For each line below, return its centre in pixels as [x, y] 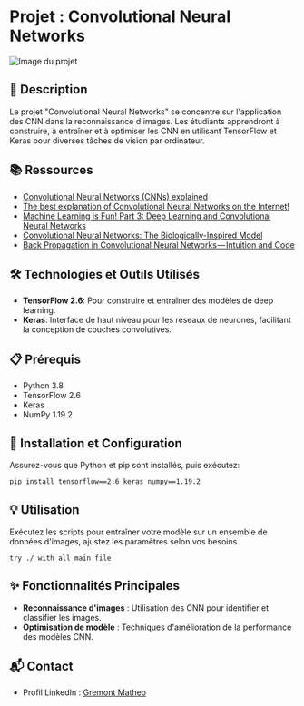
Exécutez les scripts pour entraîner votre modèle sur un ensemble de [138, 532]
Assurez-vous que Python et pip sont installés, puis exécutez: [125, 465]
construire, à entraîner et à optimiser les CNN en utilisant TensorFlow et [143, 131]
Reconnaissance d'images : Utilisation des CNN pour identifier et [146, 608]
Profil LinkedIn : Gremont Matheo [84, 692]
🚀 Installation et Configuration [96, 443]
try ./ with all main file [60, 558]
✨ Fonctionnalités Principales [94, 586]
